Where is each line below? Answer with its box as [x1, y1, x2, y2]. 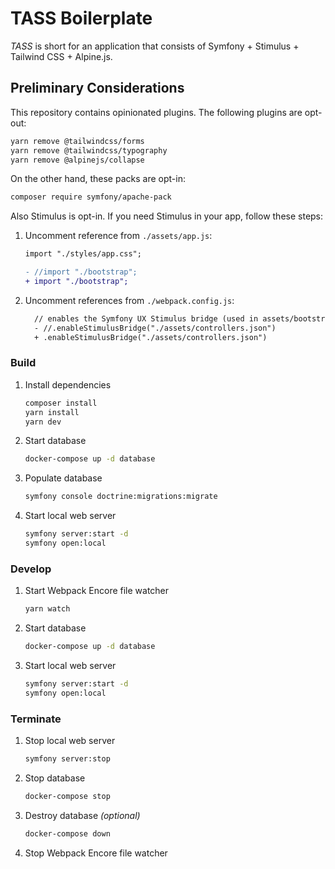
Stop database [24, 772, 86, 784]
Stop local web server [24, 735, 116, 747]
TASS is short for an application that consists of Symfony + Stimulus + [10, 40, 300, 52]
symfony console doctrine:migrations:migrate [24, 492, 218, 502]
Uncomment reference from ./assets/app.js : [24, 230, 213, 242]
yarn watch [24, 604, 71, 614]
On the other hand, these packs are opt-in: [10, 173, 186, 185]
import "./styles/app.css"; [24, 249, 142, 259]
